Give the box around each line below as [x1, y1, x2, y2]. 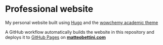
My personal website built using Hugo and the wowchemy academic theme [5, 20, 158, 25]
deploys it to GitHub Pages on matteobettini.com [5, 34, 106, 40]
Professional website [5, 3, 93, 15]
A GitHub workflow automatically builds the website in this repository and [5, 29, 155, 35]
